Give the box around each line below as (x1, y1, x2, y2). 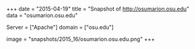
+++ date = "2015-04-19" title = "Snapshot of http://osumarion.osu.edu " (6, 6, 189, 12)
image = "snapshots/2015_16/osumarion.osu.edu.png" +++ (6, 36, 155, 42)
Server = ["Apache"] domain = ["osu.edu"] (6, 24, 114, 31)
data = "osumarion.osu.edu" (6, 12, 78, 19)
